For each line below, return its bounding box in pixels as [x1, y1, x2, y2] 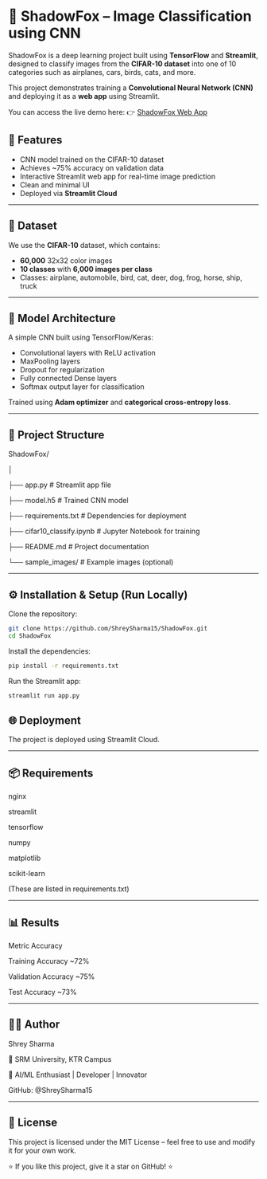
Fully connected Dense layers [19, 374, 118, 383]
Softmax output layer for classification [19, 382, 145, 391]
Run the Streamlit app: [8, 676, 81, 686]
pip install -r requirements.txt [8, 662, 119, 670]
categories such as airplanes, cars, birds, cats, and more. [8, 67, 196, 77]
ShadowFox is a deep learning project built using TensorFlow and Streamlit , [8, 50, 258, 60]
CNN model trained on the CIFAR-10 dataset [19, 155, 164, 164]
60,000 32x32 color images [19, 255, 113, 265]
